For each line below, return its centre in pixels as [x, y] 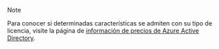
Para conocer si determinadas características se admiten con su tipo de [110, 23]
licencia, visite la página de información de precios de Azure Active [103, 31]
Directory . [21, 38]
